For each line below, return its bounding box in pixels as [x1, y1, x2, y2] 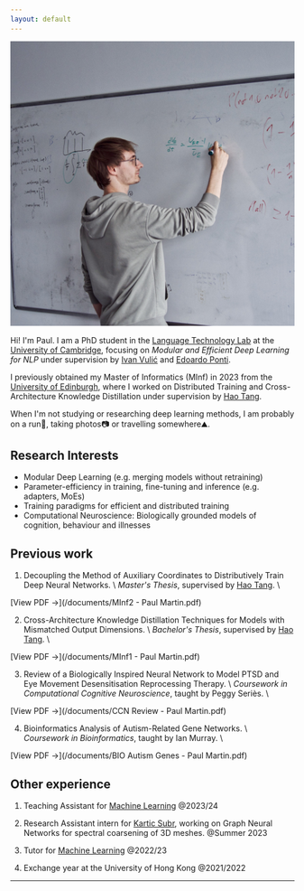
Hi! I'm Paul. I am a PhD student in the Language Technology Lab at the [10, 334, 274, 345]
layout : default [10, 14, 71, 23]
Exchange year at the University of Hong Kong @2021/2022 [23, 863, 246, 874]
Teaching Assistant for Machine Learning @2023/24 [23, 801, 219, 811]
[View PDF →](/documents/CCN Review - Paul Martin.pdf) [10, 706, 226, 717]
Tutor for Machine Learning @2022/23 [23, 845, 168, 856]
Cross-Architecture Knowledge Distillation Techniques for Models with [23, 614, 285, 625]
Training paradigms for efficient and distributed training [23, 501, 229, 511]
